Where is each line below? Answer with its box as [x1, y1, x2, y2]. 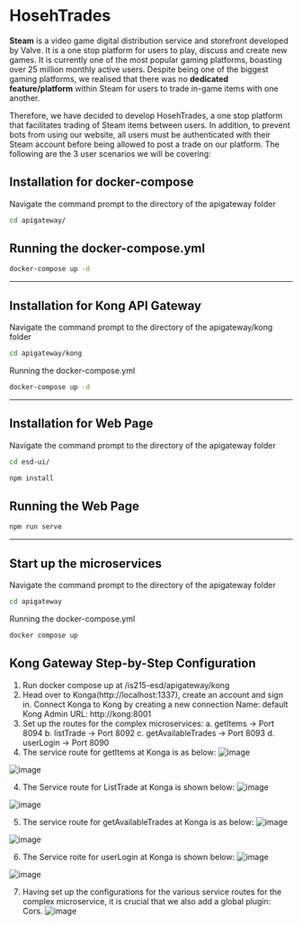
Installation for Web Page [9, 416, 154, 431]
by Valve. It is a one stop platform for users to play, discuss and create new [9, 44, 288, 55]
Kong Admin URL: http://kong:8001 [22, 708, 152, 719]
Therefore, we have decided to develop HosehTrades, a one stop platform [9, 110, 283, 121]
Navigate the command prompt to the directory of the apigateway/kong [9, 322, 273, 333]
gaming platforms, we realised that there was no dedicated [9, 73, 229, 84]
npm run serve [9, 522, 63, 531]
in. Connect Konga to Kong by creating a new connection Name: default [22, 699, 289, 710]
